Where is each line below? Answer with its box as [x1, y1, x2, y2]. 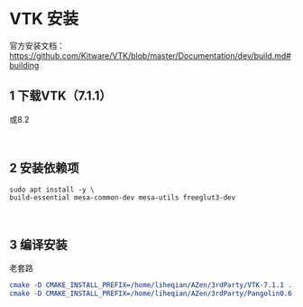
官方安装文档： [9, 40, 65, 51]
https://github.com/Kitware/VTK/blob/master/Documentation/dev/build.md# [9, 50, 291, 60]
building [9, 60, 40, 70]
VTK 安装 [9, 9, 79, 29]
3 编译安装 [9, 237, 68, 252]
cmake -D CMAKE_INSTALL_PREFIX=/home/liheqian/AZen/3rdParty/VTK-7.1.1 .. [9, 281, 297, 290]
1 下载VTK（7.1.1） [9, 88, 112, 104]
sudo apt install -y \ [9, 185, 95, 194]
